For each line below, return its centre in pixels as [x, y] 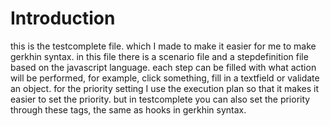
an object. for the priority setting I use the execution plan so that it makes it [165, 88]
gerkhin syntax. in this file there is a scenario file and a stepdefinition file [159, 56]
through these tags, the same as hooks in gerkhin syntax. [128, 109]
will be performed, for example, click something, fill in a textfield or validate [165, 78]
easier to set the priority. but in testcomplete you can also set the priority [160, 99]
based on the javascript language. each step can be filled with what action [163, 67]
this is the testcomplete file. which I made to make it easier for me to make [163, 46]
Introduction [63, 18]
